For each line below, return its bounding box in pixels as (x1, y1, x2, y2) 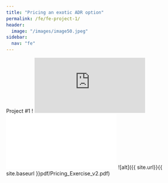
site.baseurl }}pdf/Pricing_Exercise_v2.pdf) (6, 170, 110, 177)
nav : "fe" (11, 41, 35, 46)
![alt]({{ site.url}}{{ (117, 164, 163, 171)
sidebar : (6, 34, 28, 41)
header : (6, 22, 25, 28)
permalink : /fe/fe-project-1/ (6, 15, 81, 22)
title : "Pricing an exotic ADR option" (6, 9, 104, 15)
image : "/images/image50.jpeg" (11, 28, 88, 34)
